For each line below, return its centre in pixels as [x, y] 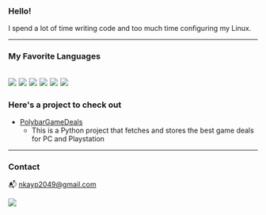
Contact [24, 167]
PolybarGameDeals [51, 121]
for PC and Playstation [68, 138]
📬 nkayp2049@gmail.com [52, 185]
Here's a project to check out [65, 105]
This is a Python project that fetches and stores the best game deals [143, 130]
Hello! [20, 11]
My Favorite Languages [55, 56]
